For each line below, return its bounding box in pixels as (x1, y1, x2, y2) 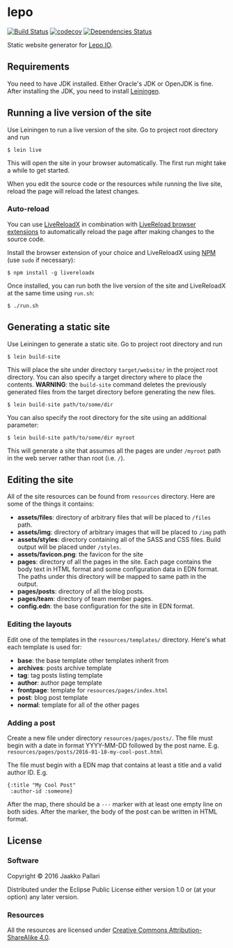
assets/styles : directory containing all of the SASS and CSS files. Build (17, 536, 221, 544)
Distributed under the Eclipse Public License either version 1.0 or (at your (7, 885, 216, 894)
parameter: (7, 421, 40, 429)
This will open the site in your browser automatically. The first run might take (7, 158, 227, 167)
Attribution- (169, 926, 202, 934)
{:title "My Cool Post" (7, 782, 77, 789)
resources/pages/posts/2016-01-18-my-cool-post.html (7, 749, 163, 756)
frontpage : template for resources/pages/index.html (17, 685, 168, 694)
